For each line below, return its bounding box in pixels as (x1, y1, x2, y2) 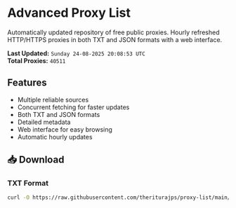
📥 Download (7, 154, 65, 166)
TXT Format (7, 179, 49, 188)
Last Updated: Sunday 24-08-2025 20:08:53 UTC (7, 49, 145, 57)
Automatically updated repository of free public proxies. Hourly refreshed (7, 28, 220, 36)
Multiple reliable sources (17, 95, 89, 104)
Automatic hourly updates (17, 132, 93, 141)
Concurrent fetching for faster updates (17, 103, 130, 111)
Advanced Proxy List (7, 5, 131, 21)
